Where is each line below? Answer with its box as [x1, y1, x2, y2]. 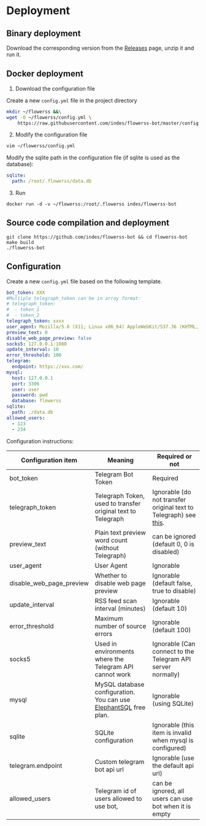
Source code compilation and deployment [6, 218, 170, 228]
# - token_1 [6, 307, 40, 313]
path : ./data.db [12, 409, 53, 416]
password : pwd [12, 392, 48, 399]
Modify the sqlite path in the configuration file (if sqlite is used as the [6, 154, 180, 161]
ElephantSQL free [94, 703, 146, 711]
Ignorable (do [152, 488, 191, 496]
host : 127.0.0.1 [12, 375, 53, 381]
